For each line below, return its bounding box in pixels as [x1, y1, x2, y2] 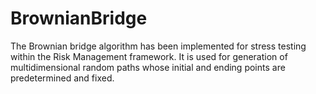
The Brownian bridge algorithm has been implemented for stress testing [10, 40, 307, 52]
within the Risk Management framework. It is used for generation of [10, 50, 288, 62]
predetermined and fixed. [10, 72, 115, 84]
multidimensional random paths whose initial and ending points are [10, 61, 286, 73]
